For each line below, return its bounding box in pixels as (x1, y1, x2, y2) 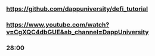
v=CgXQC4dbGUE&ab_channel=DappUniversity (6, 28, 149, 36)
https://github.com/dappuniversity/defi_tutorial (6, 5, 148, 13)
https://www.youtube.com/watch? (6, 20, 110, 28)
